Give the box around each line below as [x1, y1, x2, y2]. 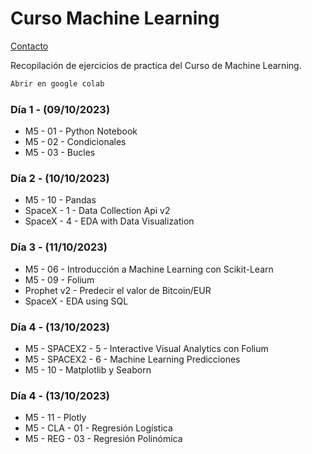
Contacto [10, 40, 49, 52]
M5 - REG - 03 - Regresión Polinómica [24, 433, 183, 445]
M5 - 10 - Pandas [24, 194, 97, 206]
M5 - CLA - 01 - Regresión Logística [24, 422, 173, 434]
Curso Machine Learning [10, 7, 220, 30]
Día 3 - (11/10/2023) [10, 240, 108, 254]
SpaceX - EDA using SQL [24, 295, 129, 307]
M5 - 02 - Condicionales [24, 136, 127, 148]
